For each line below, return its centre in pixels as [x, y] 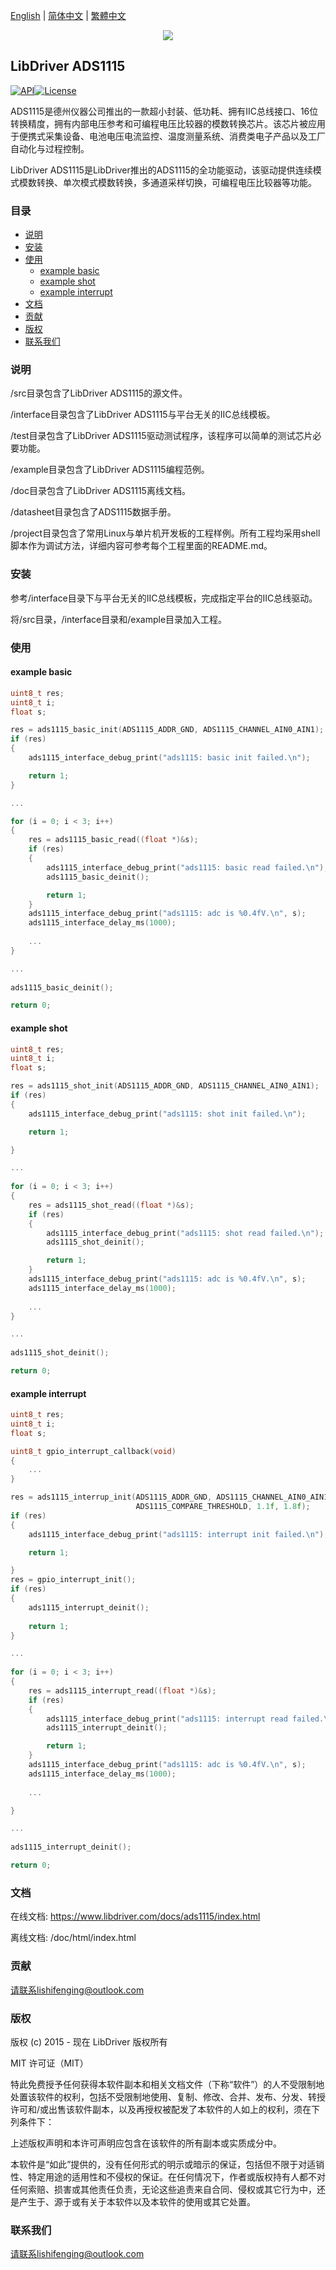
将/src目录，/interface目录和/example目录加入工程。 [119, 619]
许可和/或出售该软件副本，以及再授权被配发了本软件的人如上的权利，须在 [161, 2109]
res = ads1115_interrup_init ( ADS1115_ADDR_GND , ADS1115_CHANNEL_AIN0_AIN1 [169, 1497]
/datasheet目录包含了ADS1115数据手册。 [93, 512]
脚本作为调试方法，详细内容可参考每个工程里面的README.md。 [141, 546]
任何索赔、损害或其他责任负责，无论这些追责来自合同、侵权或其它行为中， [163, 2189]
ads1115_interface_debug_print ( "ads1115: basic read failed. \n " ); [187, 867]
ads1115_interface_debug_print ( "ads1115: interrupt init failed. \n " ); [178, 1534]
